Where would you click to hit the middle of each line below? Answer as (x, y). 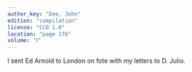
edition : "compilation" (43, 21)
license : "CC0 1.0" (36, 27)
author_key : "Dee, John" (44, 14)
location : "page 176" (39, 34)
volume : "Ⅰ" (24, 41)
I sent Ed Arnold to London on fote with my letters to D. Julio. (97, 61)
